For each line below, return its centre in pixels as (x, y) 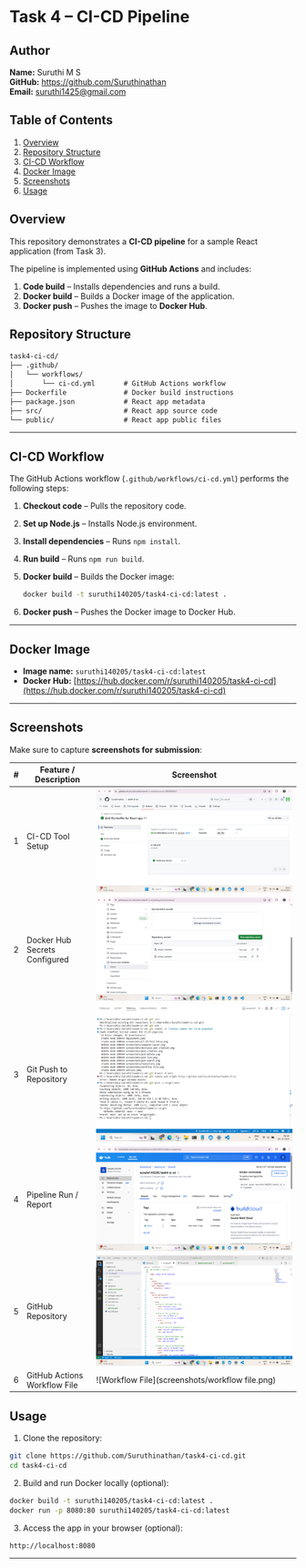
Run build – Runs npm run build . (83, 559)
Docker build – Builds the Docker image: (98, 577)
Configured (48, 959)
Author (30, 51)
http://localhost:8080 (52, 1546)
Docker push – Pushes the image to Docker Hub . (115, 305)
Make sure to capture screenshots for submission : (106, 749)
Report (40, 1204)
